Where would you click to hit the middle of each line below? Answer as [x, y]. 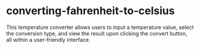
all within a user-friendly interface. [48, 40]
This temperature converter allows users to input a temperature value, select [100, 27]
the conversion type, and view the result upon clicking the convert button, [97, 33]
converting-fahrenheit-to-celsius [90, 11]
